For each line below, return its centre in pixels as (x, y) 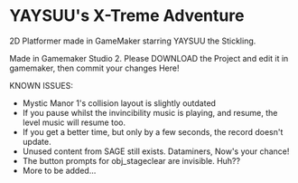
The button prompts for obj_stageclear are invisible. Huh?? (131, 160)
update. (37, 141)
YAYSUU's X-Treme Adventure (127, 16)
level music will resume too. (74, 122)
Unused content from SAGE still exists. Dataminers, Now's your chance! (156, 151)
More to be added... (59, 170)
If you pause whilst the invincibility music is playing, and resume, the (150, 112)
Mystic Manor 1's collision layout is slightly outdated (119, 103)
